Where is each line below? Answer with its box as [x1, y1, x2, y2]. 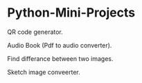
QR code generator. [7, 28, 64, 36]
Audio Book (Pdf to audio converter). [7, 41, 112, 49]
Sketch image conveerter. [7, 68, 81, 76]
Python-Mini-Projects [7, 5, 136, 21]
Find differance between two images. [7, 54, 114, 63]
